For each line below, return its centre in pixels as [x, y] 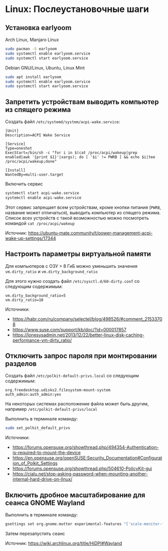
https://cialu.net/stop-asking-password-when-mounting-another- [80, 474]
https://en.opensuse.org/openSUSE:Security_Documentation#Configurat [87, 458]
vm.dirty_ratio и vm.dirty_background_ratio [51, 271]
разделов [21, 364]
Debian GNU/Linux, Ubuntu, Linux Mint [45, 68]
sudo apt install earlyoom [33, 77]
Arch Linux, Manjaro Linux [32, 40]
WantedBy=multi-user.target [34, 175]
